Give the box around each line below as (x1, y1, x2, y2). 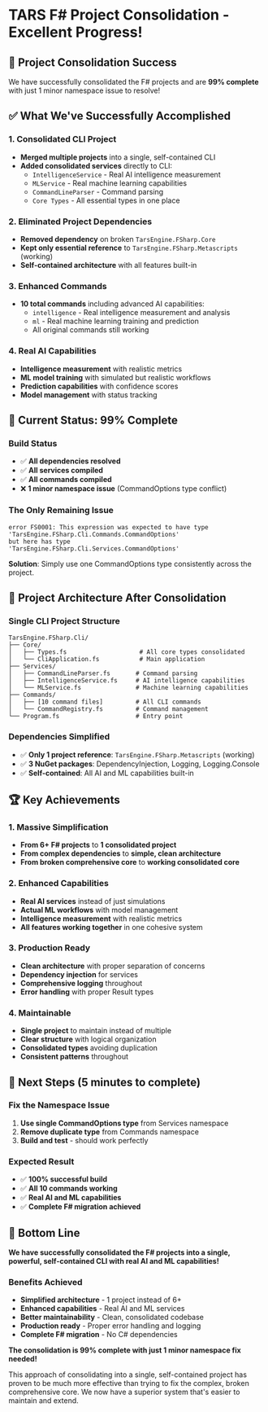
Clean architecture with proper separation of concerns (19, 961, 205, 971)
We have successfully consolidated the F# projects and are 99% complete (8, 77, 259, 86)
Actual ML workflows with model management (19, 905, 179, 914)
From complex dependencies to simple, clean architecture (19, 849, 222, 858)
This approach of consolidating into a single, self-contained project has (8, 1370, 248, 1379)
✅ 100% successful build (19, 1174, 108, 1184)
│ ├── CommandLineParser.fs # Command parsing (8, 669, 198, 677)
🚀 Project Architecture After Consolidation (8, 590, 227, 604)
